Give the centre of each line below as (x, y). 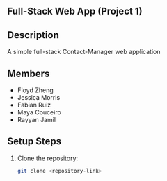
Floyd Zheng (35, 90)
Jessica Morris (39, 98)
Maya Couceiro (39, 112)
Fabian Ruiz (34, 105)
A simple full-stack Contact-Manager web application (84, 52)
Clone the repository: (48, 158)
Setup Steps (34, 141)
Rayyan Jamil (37, 120)
